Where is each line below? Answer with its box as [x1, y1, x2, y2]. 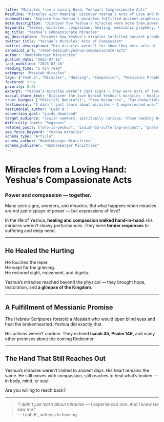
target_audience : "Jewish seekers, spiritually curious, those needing [5, 115, 154, 121]
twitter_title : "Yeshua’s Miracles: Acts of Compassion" [5, 39, 123, 44]
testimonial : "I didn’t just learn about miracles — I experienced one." [5, 102, 159, 107]
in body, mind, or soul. [5, 378, 50, 384]
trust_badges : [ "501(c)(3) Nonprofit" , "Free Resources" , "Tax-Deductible [5, 98, 161, 103]
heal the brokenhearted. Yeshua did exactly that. [5, 321, 102, 327]
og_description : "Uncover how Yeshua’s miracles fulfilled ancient [5, 35, 145, 39]
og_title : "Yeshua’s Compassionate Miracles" [5, 30, 99, 35]
